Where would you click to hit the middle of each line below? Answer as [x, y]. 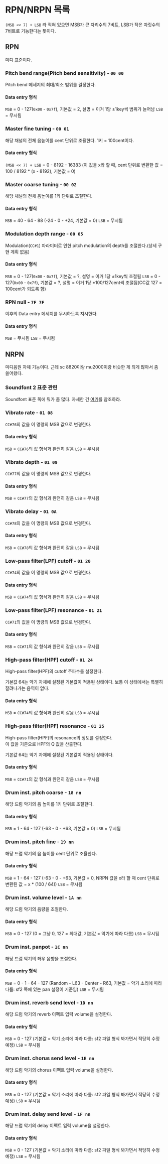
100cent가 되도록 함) [26, 289]
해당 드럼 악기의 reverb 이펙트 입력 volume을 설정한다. [59, 1014]
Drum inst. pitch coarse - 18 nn [43, 792]
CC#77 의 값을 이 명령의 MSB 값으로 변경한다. [48, 474]
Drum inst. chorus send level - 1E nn [50, 1058]
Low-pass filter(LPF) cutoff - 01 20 [48, 561]
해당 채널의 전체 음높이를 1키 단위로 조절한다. [49, 196]
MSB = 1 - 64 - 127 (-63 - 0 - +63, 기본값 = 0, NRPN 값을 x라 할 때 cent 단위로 [82, 878]
